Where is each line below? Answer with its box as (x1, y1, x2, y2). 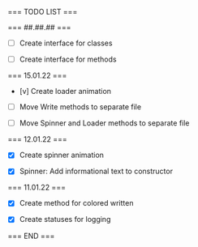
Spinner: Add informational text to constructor (19, 166, 174, 177)
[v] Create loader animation (19, 87, 111, 96)
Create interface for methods (19, 54, 117, 64)
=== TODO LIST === (7, 7, 78, 16)
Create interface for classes (19, 38, 113, 48)
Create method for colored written (19, 198, 134, 208)
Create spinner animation (19, 150, 105, 160)
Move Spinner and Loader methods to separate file (19, 118, 190, 128)
